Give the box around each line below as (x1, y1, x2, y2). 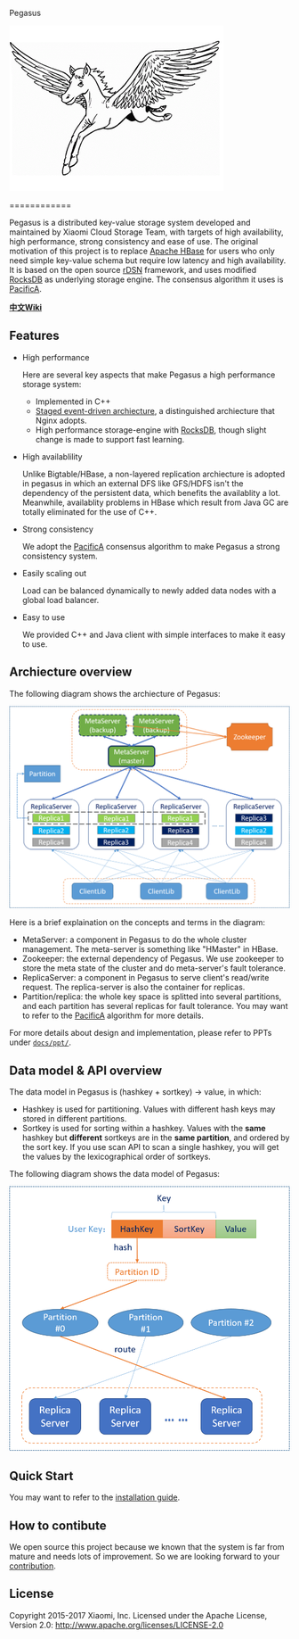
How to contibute (9, 1518, 107, 1533)
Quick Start (9, 1468, 74, 1484)
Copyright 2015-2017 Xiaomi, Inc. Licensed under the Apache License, (9, 1610, 268, 1620)
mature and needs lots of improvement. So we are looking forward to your (9, 1552, 280, 1562)
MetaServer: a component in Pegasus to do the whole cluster (21, 934, 247, 945)
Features (9, 328, 60, 344)
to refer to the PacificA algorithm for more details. (21, 1010, 205, 1021)
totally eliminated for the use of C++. (21, 506, 158, 517)
